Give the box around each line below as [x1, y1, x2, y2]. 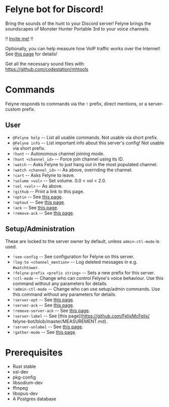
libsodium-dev [12, 380, 43, 386]
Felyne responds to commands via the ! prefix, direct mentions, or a [5, 101, 147, 107]
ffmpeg [12, 385, 28, 391]
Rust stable [12, 363, 36, 369]
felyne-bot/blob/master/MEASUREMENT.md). [12, 318, 108, 324]
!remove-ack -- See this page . [12, 210, 74, 216]
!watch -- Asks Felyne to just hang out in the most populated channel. [12, 161, 158, 167]
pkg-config [12, 374, 36, 381]
